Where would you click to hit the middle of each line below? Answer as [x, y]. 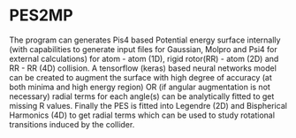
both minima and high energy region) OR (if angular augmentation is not [140, 87]
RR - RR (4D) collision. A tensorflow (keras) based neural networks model [143, 68]
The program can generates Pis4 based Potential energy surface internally [145, 40]
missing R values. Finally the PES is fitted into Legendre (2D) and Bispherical [148, 105]
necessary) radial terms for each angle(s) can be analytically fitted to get [142, 96]
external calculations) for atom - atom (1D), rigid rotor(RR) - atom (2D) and [144, 58]
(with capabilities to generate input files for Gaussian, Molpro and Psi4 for [144, 49]
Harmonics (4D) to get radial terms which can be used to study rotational [142, 115]
